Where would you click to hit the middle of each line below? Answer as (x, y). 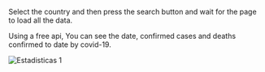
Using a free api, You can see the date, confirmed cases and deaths (122, 36)
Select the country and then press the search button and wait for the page (133, 12)
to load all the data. (41, 20)
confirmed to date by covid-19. (60, 44)
